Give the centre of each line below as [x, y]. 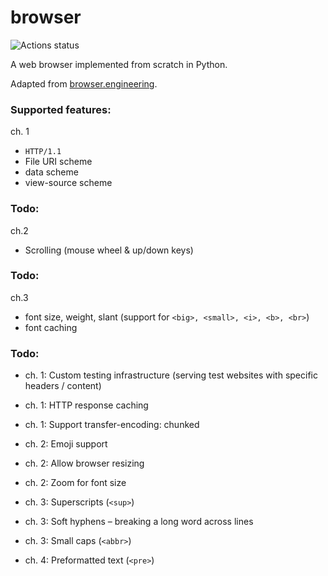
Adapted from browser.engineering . [84, 83]
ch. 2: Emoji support [66, 444]
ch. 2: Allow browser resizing [84, 463]
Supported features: [61, 109]
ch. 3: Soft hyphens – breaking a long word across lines [139, 522]
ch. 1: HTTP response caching [86, 405]
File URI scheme [58, 162]
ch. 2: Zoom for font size [75, 483]
